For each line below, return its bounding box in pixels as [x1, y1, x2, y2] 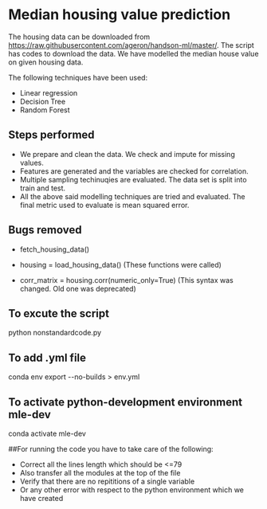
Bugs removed [8, 223, 82, 237]
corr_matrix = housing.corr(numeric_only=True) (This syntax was [19, 275, 234, 284]
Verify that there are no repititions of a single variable [19, 476, 195, 486]
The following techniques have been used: [8, 72, 148, 82]
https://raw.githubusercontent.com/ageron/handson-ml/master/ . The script [8, 40, 255, 49]
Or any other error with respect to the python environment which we [19, 485, 245, 495]
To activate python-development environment [8, 395, 243, 409]
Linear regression [19, 88, 78, 97]
